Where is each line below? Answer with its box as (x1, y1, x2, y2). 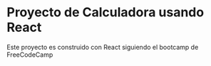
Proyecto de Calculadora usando (6, 4, 205, 21)
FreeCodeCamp (6, 50, 53, 59)
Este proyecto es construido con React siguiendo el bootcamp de (6, 43, 199, 51)
